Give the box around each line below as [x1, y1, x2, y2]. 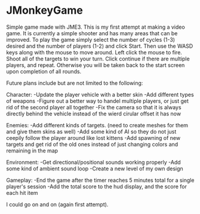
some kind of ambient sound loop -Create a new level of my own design [6, 165, 183, 172]
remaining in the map [6, 147, 59, 154]
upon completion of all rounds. [6, 68, 82, 75]
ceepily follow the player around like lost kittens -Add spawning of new [6, 134, 181, 141]
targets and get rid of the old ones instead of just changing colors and [6, 140, 179, 148]
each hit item [6, 189, 38, 196]
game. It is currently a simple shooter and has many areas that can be [6, 29, 178, 36]
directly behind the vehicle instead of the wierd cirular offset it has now [6, 110, 181, 117]
